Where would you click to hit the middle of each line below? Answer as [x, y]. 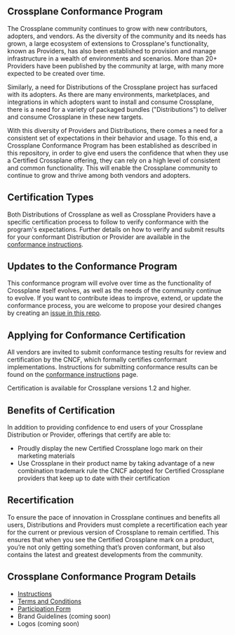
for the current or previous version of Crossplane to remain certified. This [113, 532]
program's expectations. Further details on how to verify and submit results [116, 229]
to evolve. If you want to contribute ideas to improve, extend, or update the [115, 298]
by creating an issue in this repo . [54, 313]
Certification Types [51, 197]
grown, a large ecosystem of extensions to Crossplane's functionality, [108, 43]
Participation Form [44, 608]
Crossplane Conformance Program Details [102, 577]
